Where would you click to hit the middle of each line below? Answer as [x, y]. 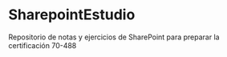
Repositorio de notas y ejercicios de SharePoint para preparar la [114, 37]
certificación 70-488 [43, 45]
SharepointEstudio [72, 15]
